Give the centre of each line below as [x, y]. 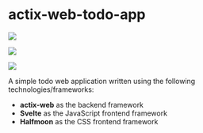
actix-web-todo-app [77, 15]
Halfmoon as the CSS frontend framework [89, 121]
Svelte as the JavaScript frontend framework [94, 113]
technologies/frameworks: [51, 89]
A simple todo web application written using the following [102, 81]
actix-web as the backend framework [82, 104]
